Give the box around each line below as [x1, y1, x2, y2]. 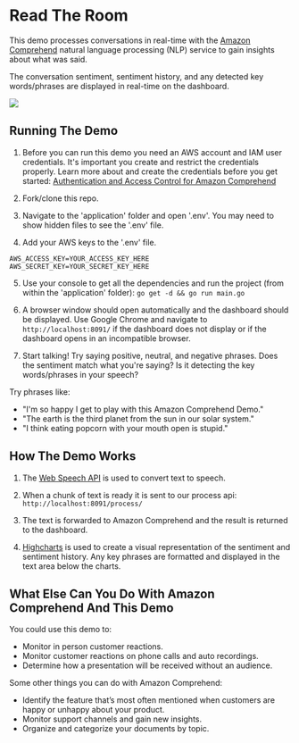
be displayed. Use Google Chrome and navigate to [21, 313, 208, 324]
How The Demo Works [9, 448, 137, 464]
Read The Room [9, 5, 129, 26]
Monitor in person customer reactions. [21, 641, 163, 652]
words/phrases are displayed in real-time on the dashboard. [9, 80, 229, 91]
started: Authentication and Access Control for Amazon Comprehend [21, 175, 277, 186]
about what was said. [9, 54, 87, 64]
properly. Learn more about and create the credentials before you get [21, 166, 278, 177]
